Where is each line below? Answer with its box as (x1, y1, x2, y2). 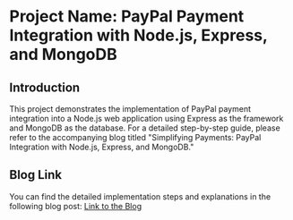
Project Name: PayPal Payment (9, 6, 245, 27)
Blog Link (9, 167, 63, 182)
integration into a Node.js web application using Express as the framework (9, 114, 284, 123)
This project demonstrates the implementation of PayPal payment (9, 104, 252, 114)
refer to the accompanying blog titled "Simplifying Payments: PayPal (9, 132, 262, 142)
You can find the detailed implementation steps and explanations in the (9, 190, 271, 202)
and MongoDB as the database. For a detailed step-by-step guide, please (9, 123, 280, 133)
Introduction (9, 80, 81, 95)
